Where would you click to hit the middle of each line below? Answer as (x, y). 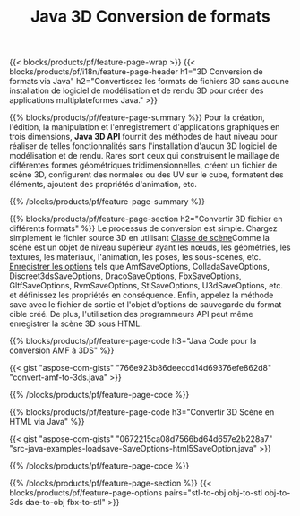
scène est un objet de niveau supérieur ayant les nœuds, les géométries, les (150, 247)
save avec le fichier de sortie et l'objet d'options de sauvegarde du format (146, 305)
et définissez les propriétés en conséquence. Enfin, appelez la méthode (141, 295)
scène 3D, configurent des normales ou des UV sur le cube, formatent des (146, 175)
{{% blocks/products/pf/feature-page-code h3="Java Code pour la (133, 341)
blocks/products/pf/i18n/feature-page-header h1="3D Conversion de (136, 72)
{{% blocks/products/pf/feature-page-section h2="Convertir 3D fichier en (146, 219)
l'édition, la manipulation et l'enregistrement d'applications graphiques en (145, 127)
